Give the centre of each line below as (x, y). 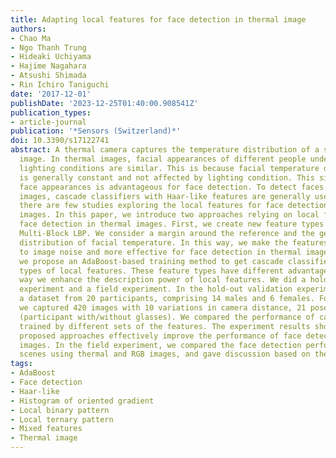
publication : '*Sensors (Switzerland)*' (96, 131)
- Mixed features (46, 429)
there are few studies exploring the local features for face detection (174, 206)
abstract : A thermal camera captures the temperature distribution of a (165, 150)
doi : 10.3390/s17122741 (60, 141)
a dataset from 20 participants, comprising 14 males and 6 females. (167, 299)
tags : (21, 364)
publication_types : (51, 112)
